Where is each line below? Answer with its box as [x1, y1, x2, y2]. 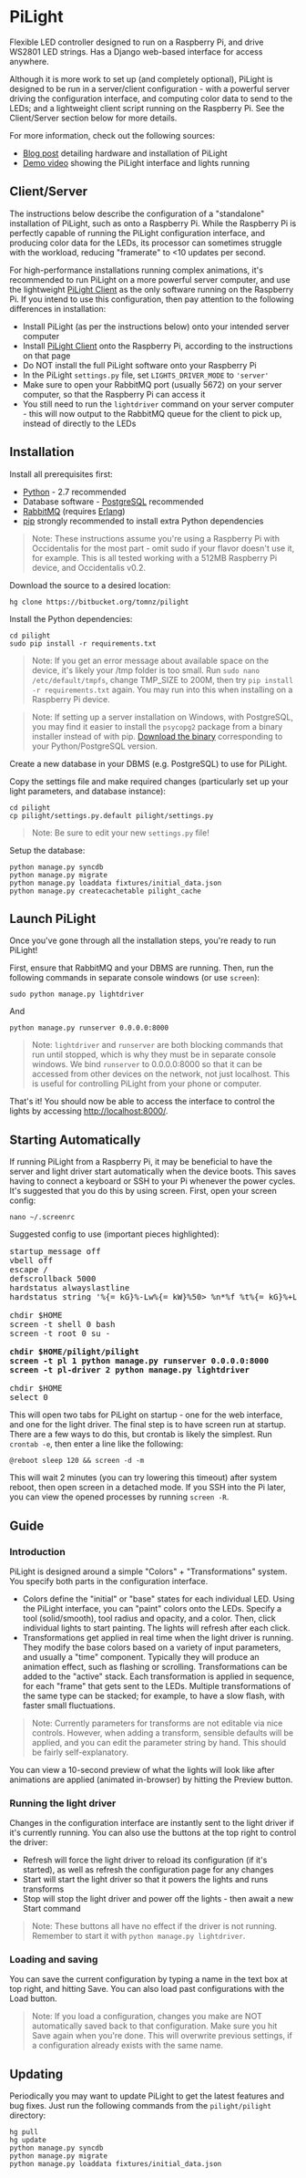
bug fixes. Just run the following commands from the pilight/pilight [9, 2100, 271, 2111]
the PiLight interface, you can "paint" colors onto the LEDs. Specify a [22, 1602, 282, 1613]
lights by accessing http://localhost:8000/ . [9, 1105, 168, 1116]
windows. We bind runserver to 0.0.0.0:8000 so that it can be [31, 1059, 262, 1070]
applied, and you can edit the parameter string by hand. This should [31, 1737, 287, 1748]
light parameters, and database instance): [9, 785, 167, 796]
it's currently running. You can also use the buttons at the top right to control [9, 1827, 297, 1839]
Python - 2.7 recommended [22, 486, 127, 497]
